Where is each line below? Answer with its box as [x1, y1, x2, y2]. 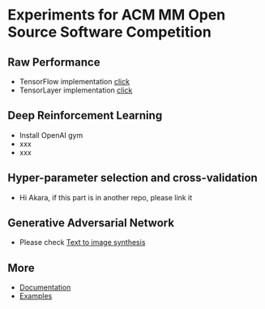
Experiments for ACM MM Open [7, 6, 226, 24]
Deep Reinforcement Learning [7, 109, 163, 122]
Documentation [19, 282, 71, 293]
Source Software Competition [7, 23, 212, 41]
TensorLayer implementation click [19, 85, 133, 95]
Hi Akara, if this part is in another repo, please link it [19, 192, 192, 202]
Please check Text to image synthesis [19, 238, 146, 247]
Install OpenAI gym [19, 130, 83, 139]
